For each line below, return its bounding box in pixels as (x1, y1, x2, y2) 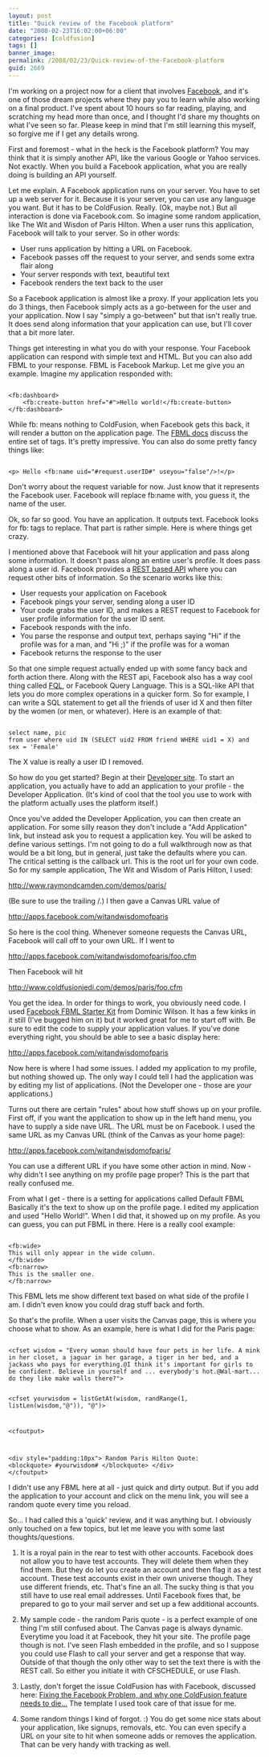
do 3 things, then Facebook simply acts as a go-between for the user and (8, 302, 251, 312)
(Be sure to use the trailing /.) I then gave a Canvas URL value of (8, 896, 221, 905)
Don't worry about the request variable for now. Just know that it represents (8, 481, 259, 491)
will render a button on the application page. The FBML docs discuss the (8, 427, 249, 438)
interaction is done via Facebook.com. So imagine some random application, (8, 210, 262, 221)
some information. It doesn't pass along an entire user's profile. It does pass (8, 555, 261, 565)
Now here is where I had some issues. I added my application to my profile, (8, 1063, 257, 1073)
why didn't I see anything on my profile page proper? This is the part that (8, 1170, 250, 1179)
